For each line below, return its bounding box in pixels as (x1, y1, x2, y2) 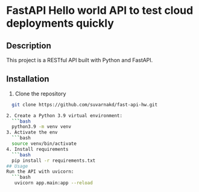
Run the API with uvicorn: (6, 168, 74, 175)
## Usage (6, 163, 28, 169)
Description (6, 40, 51, 51)
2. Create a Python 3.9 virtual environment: (6, 112, 122, 118)
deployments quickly (6, 16, 115, 30)
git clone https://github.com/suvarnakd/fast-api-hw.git (11, 101, 158, 107)
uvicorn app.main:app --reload (14, 180, 93, 186)
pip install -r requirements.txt (11, 158, 96, 164)
